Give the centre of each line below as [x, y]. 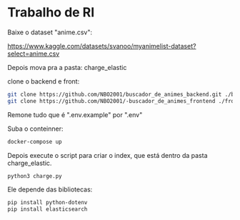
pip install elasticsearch [47, 209]
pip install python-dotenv [47, 203]
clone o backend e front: [44, 81]
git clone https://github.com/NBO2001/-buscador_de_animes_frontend [111, 101]
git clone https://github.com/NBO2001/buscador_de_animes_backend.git [115, 94]
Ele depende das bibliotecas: [50, 189]
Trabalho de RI [51, 12]
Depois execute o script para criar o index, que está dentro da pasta [107, 155]
